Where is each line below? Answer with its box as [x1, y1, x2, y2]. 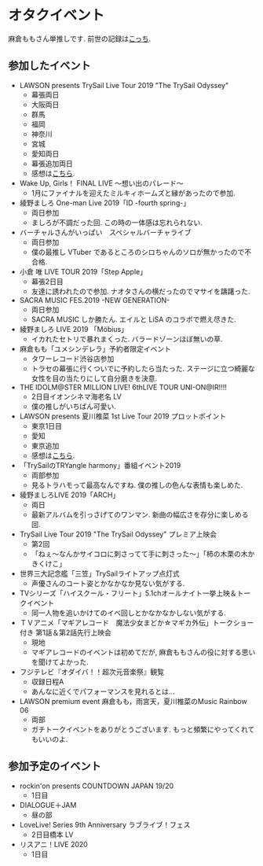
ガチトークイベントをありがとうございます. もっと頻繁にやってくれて [31, 724, 255, 734]
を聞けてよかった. [31, 657, 89, 666]
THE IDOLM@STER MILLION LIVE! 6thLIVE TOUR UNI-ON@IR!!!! [19, 382, 228, 392]
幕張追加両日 [31, 158, 73, 168]
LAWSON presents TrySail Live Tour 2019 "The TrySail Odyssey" [19, 80, 229, 90]
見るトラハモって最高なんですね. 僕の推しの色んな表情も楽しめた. [31, 480, 243, 489]
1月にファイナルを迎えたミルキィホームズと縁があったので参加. [31, 188, 236, 197]
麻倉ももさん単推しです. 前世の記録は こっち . [8, 34, 152, 43]
